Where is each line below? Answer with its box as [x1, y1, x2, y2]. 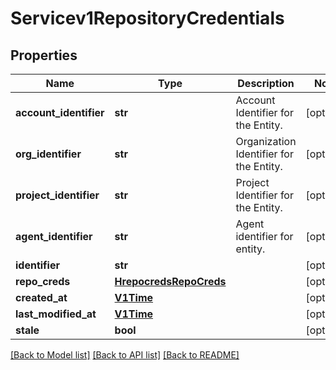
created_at [15, 291, 68, 304]
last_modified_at [15, 307, 97, 321]
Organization [235, 135, 297, 148]
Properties [10, 47, 78, 64]
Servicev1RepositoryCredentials [10, 7, 285, 30]
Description [237, 77, 295, 90]
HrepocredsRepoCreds [114, 275, 227, 288]
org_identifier [15, 147, 82, 161]
